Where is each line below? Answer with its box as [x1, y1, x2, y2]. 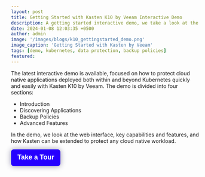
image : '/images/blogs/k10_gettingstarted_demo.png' [11, 36, 145, 42]
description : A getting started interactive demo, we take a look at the [11, 20, 199, 26]
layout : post [11, 8, 44, 15]
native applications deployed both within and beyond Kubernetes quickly [11, 76, 190, 83]
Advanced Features [19, 119, 69, 126]
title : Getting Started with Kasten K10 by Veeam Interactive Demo [11, 14, 183, 20]
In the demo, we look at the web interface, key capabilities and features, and [11, 131, 199, 138]
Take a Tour [17, 153, 54, 161]
